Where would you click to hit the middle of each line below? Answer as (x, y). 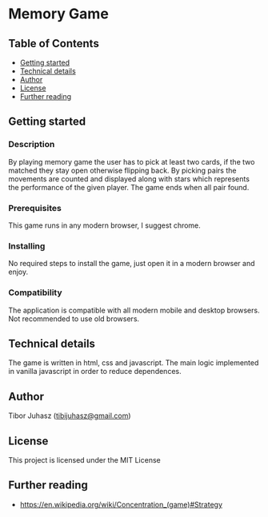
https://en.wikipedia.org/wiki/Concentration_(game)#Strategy (121, 504)
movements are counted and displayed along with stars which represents (129, 179)
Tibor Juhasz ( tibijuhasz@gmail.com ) (70, 416)
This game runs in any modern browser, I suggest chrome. (105, 225)
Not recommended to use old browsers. (74, 318)
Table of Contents (54, 44)
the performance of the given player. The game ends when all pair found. (129, 187)
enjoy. (18, 272)
